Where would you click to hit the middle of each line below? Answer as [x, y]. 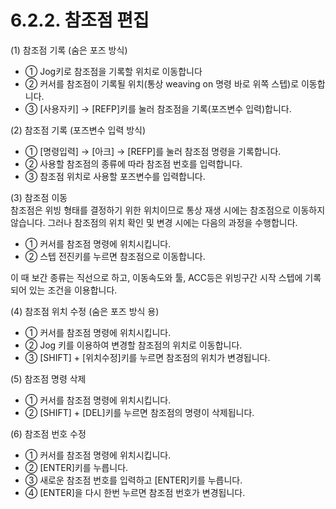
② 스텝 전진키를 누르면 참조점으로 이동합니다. [115, 256]
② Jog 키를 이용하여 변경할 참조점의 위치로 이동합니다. [133, 345]
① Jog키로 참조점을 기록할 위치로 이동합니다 [113, 71]
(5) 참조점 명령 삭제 [48, 378]
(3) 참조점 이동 [39, 197]
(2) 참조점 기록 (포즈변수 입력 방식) [78, 130]
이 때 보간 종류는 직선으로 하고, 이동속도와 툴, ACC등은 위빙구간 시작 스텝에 [156, 277]
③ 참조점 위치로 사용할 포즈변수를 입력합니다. [115, 176]
